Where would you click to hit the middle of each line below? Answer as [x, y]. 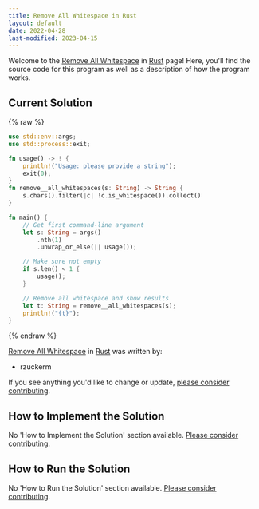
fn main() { [28, 217]
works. [20, 78]
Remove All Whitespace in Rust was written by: [85, 352]
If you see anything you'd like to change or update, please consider [119, 382]
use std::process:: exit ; [49, 144]
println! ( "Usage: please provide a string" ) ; [100, 166]
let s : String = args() [62, 233]
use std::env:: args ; [43, 137]
